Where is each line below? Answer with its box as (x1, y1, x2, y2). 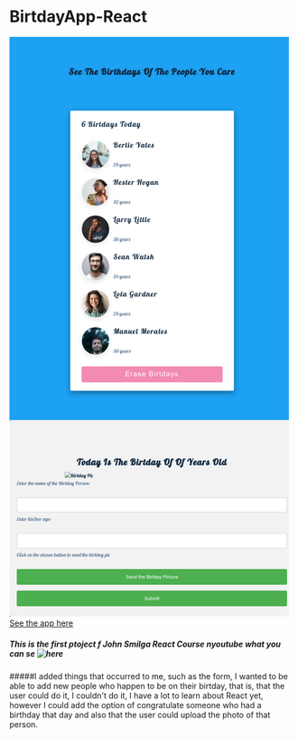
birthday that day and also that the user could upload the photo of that (9, 709, 271, 720)
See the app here (9, 618, 74, 629)
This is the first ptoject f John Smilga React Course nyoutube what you (9, 638, 282, 649)
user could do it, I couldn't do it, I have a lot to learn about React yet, (9, 690, 264, 701)
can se (9, 648, 36, 658)
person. (9, 718, 39, 730)
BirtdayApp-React (9, 6, 147, 27)
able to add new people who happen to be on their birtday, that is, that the (9, 680, 285, 691)
